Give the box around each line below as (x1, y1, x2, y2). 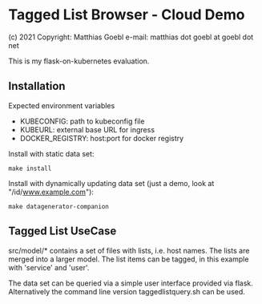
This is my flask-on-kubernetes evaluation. (8, 56, 150, 66)
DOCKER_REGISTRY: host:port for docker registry (19, 133, 184, 143)
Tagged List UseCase (8, 225, 117, 238)
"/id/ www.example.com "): (8, 187, 95, 197)
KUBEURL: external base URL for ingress (19, 124, 155, 134)
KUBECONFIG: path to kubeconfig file (19, 116, 145, 126)
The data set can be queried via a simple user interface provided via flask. (8, 278, 254, 288)
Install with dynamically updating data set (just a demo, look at (8, 178, 215, 188)
